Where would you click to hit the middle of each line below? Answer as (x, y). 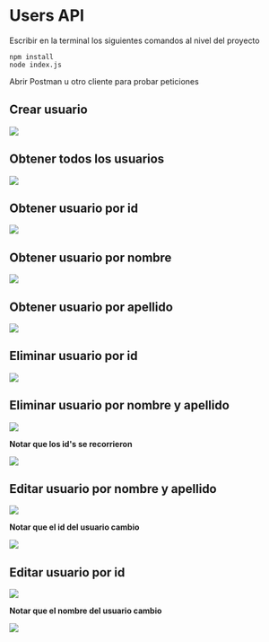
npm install (31, 57)
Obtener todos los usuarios (87, 159)
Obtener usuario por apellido (91, 307)
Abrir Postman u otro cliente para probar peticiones (104, 81)
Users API (47, 16)
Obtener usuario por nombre (91, 257)
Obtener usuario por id (74, 208)
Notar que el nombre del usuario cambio (86, 611)
